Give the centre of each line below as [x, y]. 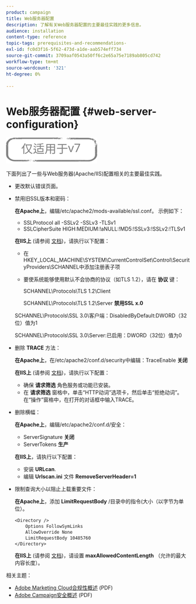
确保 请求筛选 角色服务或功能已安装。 [68, 385]
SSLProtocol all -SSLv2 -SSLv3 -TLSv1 [69, 223]
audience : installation [35, 31]
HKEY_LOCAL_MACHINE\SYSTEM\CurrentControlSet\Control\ [98, 260]
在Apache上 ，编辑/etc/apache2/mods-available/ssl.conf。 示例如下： [99, 211]
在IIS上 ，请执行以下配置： [46, 457]
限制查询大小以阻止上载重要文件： [56, 489]
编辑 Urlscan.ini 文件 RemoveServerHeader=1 [80, 476]
